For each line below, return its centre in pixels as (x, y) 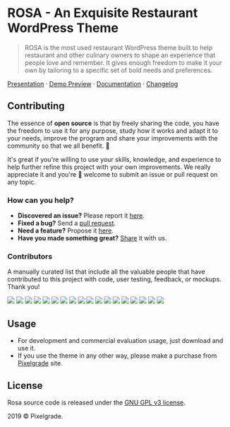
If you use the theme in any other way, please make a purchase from (117, 356)
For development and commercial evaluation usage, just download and (120, 341)
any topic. (22, 182)
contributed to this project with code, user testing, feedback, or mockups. (115, 279)
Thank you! (24, 287)
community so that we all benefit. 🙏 (59, 146)
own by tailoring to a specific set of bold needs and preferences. (119, 70)
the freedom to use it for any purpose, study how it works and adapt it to (113, 130)
